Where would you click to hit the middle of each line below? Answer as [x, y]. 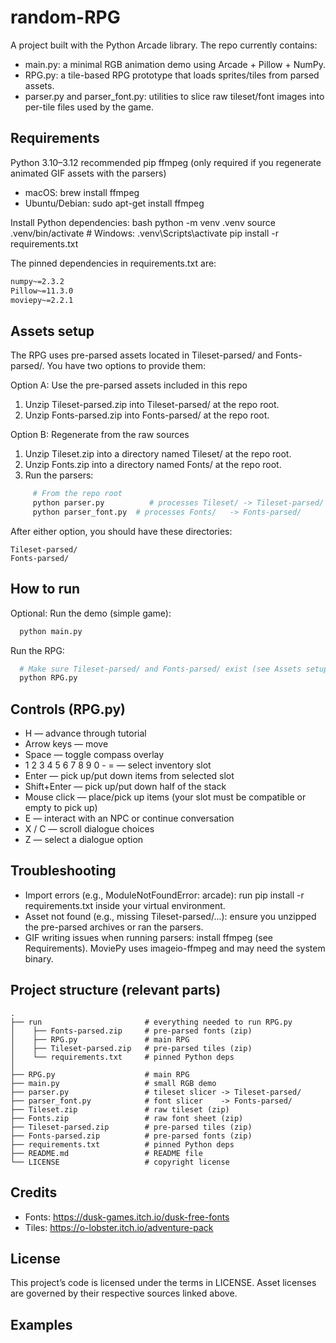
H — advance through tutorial [85, 733]
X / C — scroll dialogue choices [89, 829]
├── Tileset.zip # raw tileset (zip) [120, 1109]
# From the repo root [77, 494]
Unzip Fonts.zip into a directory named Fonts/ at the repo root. [153, 465]
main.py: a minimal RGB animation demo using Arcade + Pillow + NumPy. [175, 64]
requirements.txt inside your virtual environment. [125, 905]
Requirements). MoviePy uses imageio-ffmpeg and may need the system [175, 948]
